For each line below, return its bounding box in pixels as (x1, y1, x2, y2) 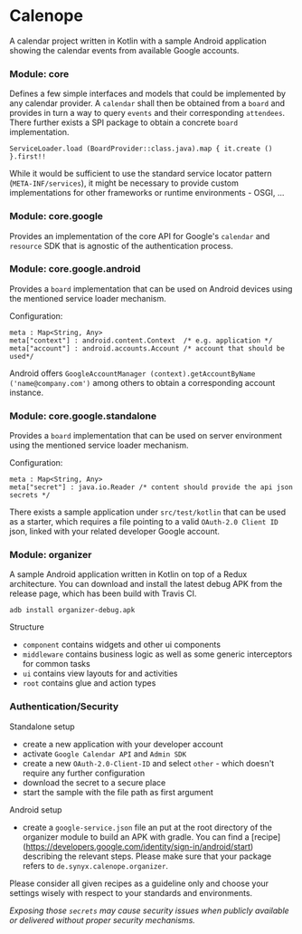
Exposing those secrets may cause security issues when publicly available (9, 905, 289, 916)
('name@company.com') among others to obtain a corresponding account (9, 377, 276, 388)
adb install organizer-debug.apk (9, 606, 136, 615)
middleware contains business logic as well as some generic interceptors (22, 649, 293, 660)
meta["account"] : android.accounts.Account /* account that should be (9, 343, 285, 353)
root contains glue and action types (22, 678, 156, 688)
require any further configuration (22, 767, 146, 778)
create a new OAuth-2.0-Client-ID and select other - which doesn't (22, 757, 275, 768)
